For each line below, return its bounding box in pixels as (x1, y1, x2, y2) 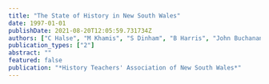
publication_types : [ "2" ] (8, 42, 94, 50)
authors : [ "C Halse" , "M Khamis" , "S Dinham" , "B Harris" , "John (8, 34, 231, 42)
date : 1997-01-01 (8, 19, 66, 27)
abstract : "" (8, 49, 52, 57)
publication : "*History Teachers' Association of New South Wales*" (8, 64, 242, 72)
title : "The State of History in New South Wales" (8, 11, 181, 20)
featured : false (8, 57, 62, 65)
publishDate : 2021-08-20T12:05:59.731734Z (8, 26, 152, 34)
